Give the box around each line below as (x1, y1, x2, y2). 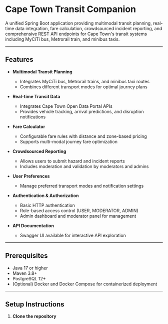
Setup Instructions (5, 300, 64, 308)
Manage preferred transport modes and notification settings (19, 183, 144, 189)
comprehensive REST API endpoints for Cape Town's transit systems (5, 31, 147, 37)
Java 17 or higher (12, 265, 48, 271)
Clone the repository (12, 313, 56, 319)
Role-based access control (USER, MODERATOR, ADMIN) (19, 207, 138, 214)
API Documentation (12, 222, 54, 229)
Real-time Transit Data (12, 93, 60, 99)
